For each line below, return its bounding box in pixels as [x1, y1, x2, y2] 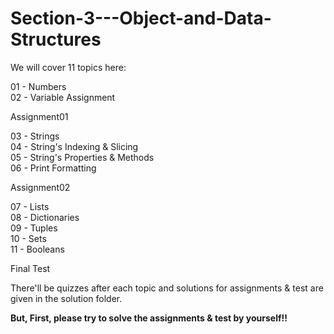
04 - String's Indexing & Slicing [10, 140, 139, 152]
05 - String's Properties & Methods [10, 151, 155, 163]
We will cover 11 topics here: [10, 61, 127, 73]
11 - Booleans [10, 243, 65, 255]
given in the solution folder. [10, 292, 123, 304]
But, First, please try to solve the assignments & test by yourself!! [10, 312, 288, 324]
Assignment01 [10, 110, 69, 122]
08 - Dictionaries [10, 211, 80, 223]
